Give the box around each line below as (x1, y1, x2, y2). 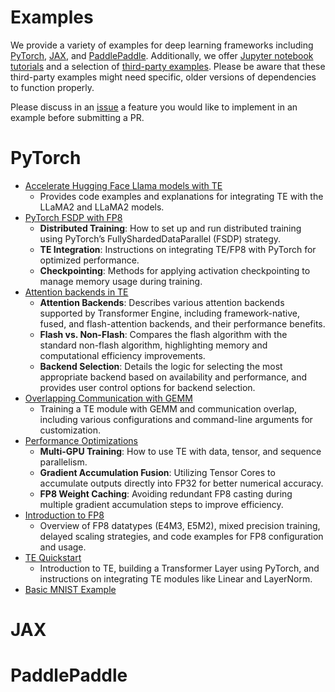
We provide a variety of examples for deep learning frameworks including (10, 39, 314, 51)
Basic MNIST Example (24, 583, 117, 595)
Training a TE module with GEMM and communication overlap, (39, 402, 298, 415)
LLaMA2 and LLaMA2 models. (39, 201, 165, 213)
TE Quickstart (24, 551, 82, 563)
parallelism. (39, 456, 88, 468)
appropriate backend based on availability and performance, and (39, 371, 308, 383)
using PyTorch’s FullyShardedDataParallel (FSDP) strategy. (39, 232, 282, 245)
